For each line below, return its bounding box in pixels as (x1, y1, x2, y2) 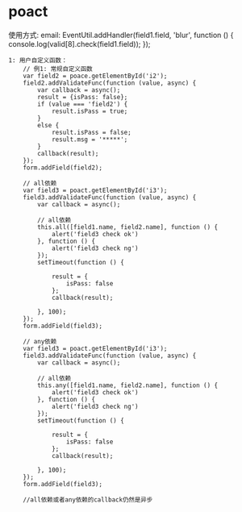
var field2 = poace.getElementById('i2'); (23, 72, 168, 80)
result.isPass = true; (51, 107, 128, 115)
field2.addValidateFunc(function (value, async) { (23, 79, 197, 87)
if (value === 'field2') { (37, 100, 128, 108)
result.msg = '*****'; (51, 135, 128, 144)
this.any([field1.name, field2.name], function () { (37, 381, 219, 389)
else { (37, 121, 60, 129)
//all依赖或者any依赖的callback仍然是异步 (23, 495, 153, 504)
